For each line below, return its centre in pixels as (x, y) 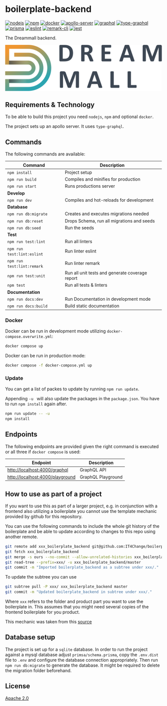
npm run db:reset (25, 221)
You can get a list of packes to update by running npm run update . (72, 389)
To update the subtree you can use (41, 577)
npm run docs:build (27, 306)
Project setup (78, 172)
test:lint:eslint (25, 254)
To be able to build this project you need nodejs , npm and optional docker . (80, 117)
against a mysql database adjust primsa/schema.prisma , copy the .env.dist (82, 654)
